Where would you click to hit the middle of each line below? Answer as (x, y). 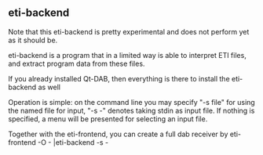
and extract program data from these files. (77, 63)
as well (49, 87)
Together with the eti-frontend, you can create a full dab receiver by (118, 134)
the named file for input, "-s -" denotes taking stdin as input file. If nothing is (131, 110)
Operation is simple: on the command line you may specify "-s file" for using (131, 102)
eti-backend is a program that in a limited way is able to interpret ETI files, (128, 55)
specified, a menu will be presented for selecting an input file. (108, 119)
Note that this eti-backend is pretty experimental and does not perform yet (129, 31)
